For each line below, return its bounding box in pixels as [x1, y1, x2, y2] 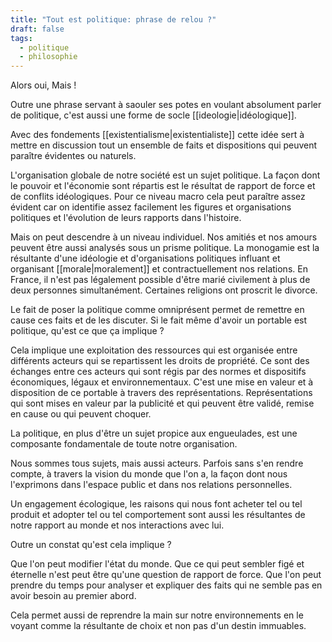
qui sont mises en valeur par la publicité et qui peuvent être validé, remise [10, 397, 315, 410]
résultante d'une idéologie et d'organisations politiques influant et [10, 252, 281, 265]
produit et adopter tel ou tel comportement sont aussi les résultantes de [10, 509, 306, 521]
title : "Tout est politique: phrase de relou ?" [10, 14, 217, 25]
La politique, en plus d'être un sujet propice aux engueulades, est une [10, 427, 298, 440]
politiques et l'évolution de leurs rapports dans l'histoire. [10, 212, 242, 224]
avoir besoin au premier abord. [10, 590, 137, 602]
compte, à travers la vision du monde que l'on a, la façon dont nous [10, 468, 288, 480]
